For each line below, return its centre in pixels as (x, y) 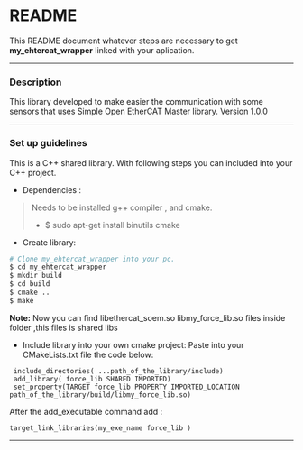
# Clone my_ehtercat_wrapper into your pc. (92, 259)
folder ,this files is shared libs (64, 327)
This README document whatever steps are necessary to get (124, 41)
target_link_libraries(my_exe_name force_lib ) (101, 428)
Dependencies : (51, 189)
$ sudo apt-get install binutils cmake (112, 225)
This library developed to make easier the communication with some (136, 102)
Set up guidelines (48, 143)
